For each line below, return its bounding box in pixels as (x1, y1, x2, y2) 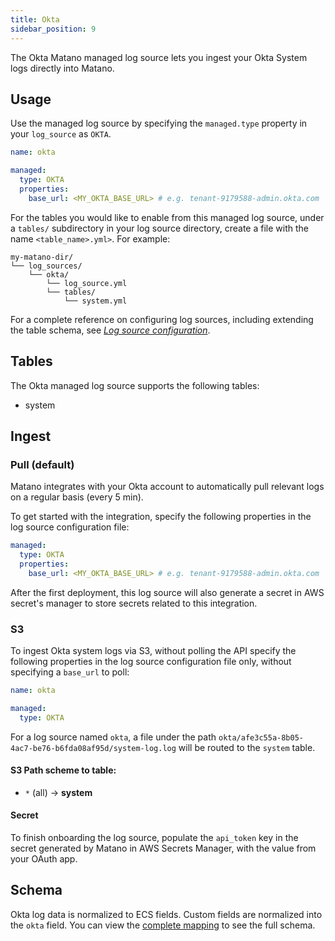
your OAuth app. (10, 853, 78, 865)
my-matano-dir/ (10, 252, 74, 262)
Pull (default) (10, 457, 75, 471)
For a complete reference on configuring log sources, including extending (10, 313, 314, 325)
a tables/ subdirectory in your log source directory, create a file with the (10, 222, 309, 234)
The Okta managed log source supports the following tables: (10, 379, 260, 391)
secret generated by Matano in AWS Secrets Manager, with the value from (10, 842, 317, 855)
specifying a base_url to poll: (10, 666, 130, 678)
